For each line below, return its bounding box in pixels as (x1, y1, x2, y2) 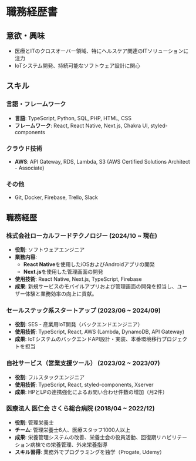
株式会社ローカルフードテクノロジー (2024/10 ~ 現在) (6, 231, 157, 240)
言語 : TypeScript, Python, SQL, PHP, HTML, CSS (14, 114, 132, 121)
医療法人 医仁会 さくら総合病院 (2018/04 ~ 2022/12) (6, 404, 155, 413)
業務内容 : (14, 253, 37, 260)
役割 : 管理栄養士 (14, 419, 54, 426)
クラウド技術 (6, 144, 43, 152)
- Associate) (14, 164, 45, 171)
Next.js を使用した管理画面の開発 (23, 268, 104, 275)
